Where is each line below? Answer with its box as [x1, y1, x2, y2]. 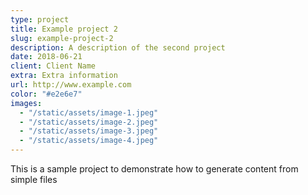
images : [10, 98, 43, 108]
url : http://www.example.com [10, 80, 132, 90]
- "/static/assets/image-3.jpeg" [19, 126, 159, 136]
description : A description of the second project [10, 42, 226, 53]
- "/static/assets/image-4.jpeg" [19, 136, 159, 146]
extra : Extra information [10, 71, 118, 81]
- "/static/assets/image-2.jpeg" [19, 117, 159, 127]
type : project [10, 14, 70, 25]
